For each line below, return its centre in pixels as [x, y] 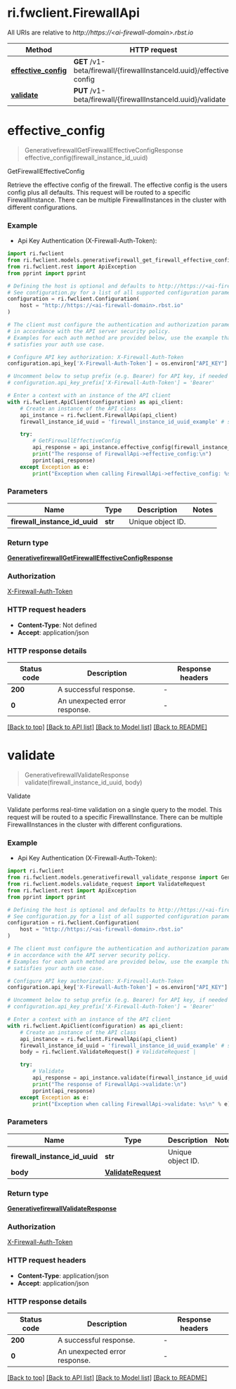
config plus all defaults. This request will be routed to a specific [99, 192]
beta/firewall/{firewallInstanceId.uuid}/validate [150, 99]
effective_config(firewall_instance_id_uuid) [86, 157]
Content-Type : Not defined [57, 625]
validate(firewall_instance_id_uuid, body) [83, 782]
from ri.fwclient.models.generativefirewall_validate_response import [113, 878]
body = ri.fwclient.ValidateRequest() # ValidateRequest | [108, 1052]
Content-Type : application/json [63, 1275]
